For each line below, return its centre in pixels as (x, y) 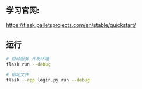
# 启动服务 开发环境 (27, 59)
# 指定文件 (18, 75)
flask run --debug (28, 64)
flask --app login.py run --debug (48, 80)
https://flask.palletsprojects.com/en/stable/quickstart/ (71, 25)
